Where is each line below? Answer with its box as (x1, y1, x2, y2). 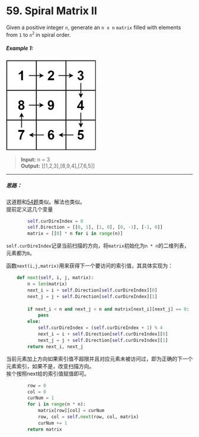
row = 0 (27, 382, 46, 388)
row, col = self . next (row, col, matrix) (37, 414, 139, 420)
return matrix (27, 426, 62, 432)
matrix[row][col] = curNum (37, 408, 105, 414)
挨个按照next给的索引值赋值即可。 (6, 370, 90, 377)
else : (27, 319, 41, 325)
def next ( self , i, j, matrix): (17, 275, 94, 281)
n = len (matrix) (27, 281, 68, 287)
